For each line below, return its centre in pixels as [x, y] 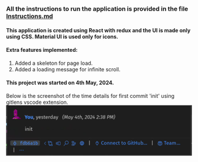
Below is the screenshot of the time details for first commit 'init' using [90, 95]
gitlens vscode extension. [37, 102]
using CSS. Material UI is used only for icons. [62, 37]
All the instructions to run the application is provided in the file [97, 9]
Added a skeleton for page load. [54, 63]
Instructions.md [29, 16]
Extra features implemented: [42, 50]
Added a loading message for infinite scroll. [67, 69]
